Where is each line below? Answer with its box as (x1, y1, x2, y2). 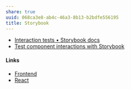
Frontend (14, 70, 37, 77)
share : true (5, 8, 35, 15)
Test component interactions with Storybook (14, 43, 124, 50)
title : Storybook (5, 20, 49, 26)
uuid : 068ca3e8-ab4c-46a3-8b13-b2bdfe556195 (5, 14, 119, 20)
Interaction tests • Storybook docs (14, 37, 100, 44)
